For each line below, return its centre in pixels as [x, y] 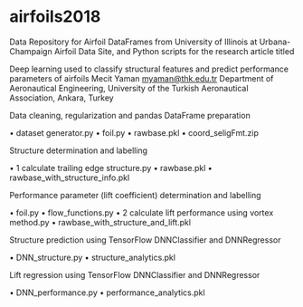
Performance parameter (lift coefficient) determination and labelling [135, 195]
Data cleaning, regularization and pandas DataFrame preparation [130, 115]
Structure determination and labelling [78, 150]
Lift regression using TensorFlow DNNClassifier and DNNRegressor [135, 274]
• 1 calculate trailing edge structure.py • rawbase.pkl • [111, 168]
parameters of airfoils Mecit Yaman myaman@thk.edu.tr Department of [142, 78]
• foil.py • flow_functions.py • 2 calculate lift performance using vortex [142, 212]
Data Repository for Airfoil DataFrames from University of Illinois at [133, 42]
